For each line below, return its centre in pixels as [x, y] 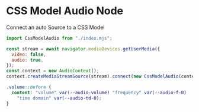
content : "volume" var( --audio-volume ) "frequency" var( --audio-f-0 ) [99, 92]
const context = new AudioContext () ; [53, 71]
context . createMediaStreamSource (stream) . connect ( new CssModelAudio [92, 76]
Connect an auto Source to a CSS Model [55, 27]
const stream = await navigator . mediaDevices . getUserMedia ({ [83, 49]
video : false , [29, 55]
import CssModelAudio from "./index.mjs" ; [59, 38]
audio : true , [28, 60]
